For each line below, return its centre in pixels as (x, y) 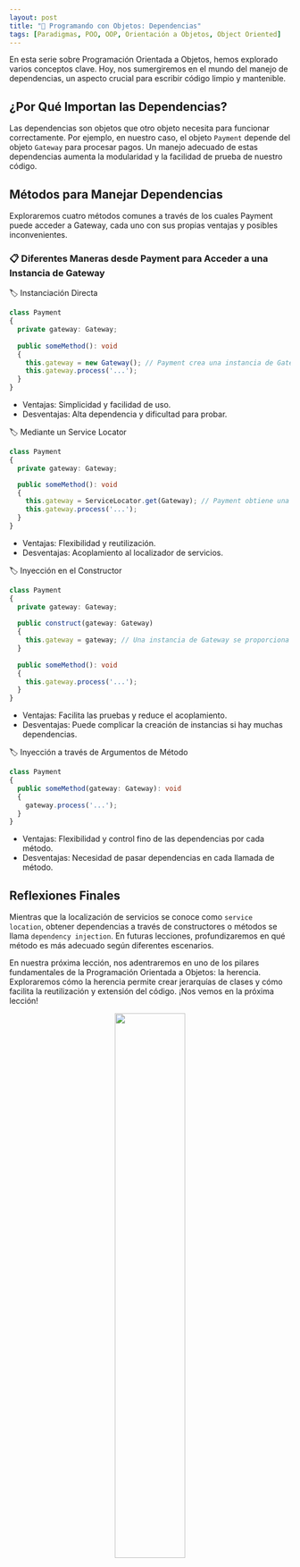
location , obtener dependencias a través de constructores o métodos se (143, 927)
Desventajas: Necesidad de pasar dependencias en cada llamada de (148, 858)
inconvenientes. (39, 235)
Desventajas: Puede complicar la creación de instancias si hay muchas (152, 725)
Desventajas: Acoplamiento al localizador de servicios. (123, 552)
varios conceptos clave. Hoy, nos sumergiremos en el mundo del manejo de (149, 69)
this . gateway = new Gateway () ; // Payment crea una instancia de (150, 363)
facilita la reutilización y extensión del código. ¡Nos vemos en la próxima (142, 991)
